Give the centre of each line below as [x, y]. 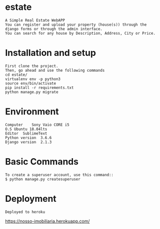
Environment [32, 112]
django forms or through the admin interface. [54, 29]
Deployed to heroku [25, 212]
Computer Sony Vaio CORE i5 [37, 125]
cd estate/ [16, 75]
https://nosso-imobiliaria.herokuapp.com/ [47, 221]
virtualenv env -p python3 [33, 79]
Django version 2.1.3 [28, 142]
